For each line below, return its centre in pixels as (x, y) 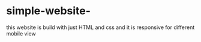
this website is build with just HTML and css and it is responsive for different (100, 27)
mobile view (21, 33)
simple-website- (49, 11)
